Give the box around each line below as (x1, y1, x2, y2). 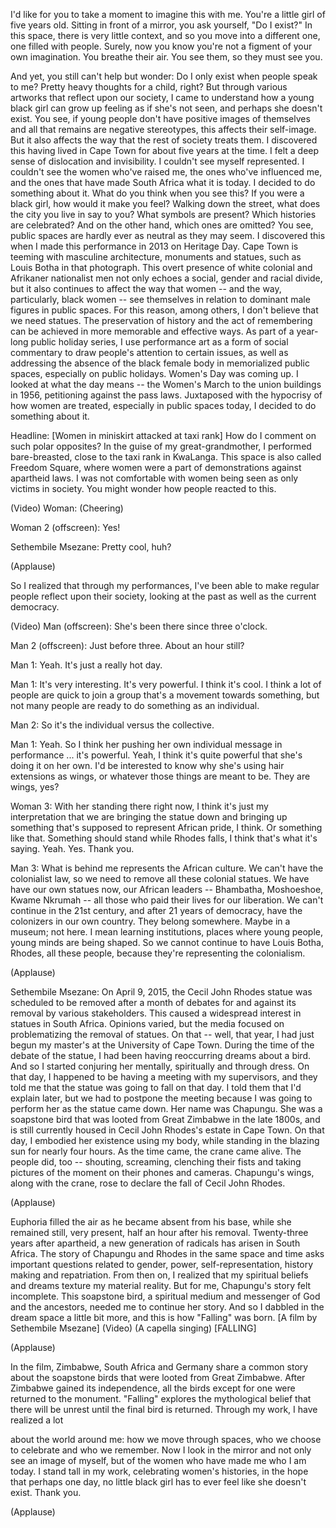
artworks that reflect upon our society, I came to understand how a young (10, 92, 315, 103)
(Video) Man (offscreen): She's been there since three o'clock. (10, 620, 268, 632)
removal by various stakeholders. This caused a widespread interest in (10, 1007, 302, 1019)
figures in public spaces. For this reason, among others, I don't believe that (10, 304, 319, 316)
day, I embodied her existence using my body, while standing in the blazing (10, 1135, 320, 1146)
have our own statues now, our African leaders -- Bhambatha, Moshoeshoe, (10, 884, 324, 895)
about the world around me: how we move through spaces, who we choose (10, 1434, 322, 1445)
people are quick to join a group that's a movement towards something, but (10, 689, 320, 701)
